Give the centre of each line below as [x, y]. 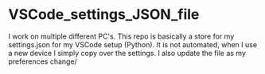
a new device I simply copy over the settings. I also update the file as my [127, 53]
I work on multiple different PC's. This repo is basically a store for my [121, 36]
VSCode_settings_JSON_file [104, 15]
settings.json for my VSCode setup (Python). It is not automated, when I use [132, 44]
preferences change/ [43, 61]
